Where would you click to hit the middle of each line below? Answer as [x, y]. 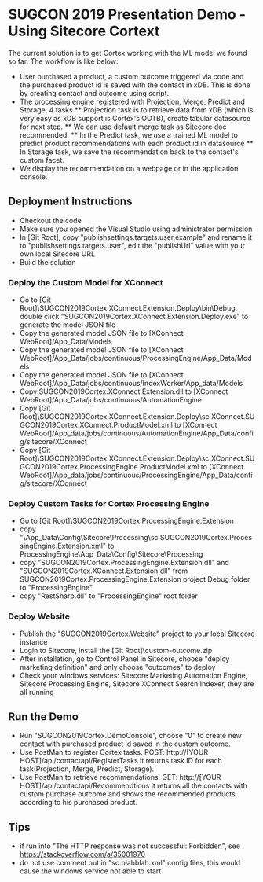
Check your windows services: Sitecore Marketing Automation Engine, [133, 675]
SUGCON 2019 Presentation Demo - [127, 15]
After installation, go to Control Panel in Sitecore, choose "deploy [124, 659]
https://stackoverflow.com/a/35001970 [82, 854]
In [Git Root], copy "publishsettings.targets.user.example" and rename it [136, 237]
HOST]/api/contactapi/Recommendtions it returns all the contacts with [133, 786]
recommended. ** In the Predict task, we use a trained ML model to [128, 134]
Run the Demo [43, 717]
